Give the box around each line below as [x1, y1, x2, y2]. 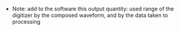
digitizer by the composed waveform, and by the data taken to [12, 12, 168, 19]
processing [12, 18, 41, 25]
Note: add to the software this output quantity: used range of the [12, 5, 175, 12]
